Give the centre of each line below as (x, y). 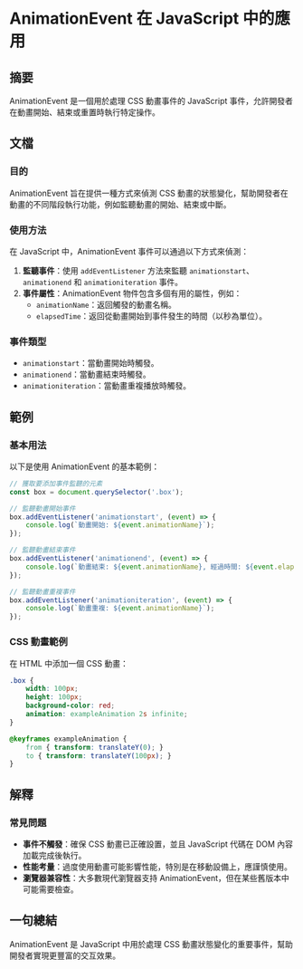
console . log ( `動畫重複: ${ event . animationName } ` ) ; (120, 609)
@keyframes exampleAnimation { (68, 739)
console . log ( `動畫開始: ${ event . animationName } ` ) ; (120, 525)
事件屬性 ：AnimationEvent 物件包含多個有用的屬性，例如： (132, 293)
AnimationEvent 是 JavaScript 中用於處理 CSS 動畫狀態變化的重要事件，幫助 (151, 944)
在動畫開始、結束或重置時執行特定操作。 (85, 112)
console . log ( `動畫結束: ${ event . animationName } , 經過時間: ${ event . (152, 567)
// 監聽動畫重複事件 (43, 591)
